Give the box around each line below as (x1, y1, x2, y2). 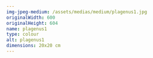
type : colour (6, 31, 39, 37)
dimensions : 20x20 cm (6, 43, 61, 49)
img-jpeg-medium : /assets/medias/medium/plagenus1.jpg (6, 8, 148, 15)
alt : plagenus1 (6, 37, 45, 43)
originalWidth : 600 (6, 14, 56, 21)
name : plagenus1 (6, 25, 47, 32)
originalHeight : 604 (6, 20, 59, 26)
